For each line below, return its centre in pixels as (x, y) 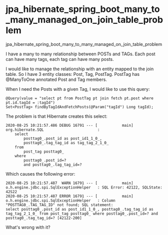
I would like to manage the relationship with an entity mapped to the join (80, 69)
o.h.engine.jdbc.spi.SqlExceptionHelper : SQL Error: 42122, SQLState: (84, 187)
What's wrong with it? (28, 227)
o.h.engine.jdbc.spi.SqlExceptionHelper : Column (60, 201)
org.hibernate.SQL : (53, 130)
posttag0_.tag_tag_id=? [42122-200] (44, 218)
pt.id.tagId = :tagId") (30, 103)
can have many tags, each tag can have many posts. (60, 59)
